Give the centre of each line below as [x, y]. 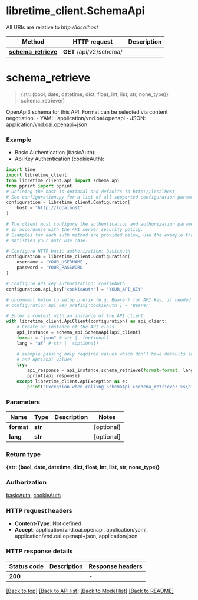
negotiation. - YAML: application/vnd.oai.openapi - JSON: [76, 118]
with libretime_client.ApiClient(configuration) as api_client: [87, 322]
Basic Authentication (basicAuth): [55, 153]
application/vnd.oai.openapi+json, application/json [76, 536]
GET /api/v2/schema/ [93, 51]
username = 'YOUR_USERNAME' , [52, 262]
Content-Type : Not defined [48, 523]
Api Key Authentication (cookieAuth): [60, 159]
